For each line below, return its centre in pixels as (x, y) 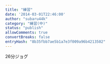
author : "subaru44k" (27, 19)
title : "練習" (19, 10)
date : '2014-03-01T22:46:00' (35, 14)
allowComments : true (27, 32)
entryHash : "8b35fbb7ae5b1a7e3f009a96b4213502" (55, 42)
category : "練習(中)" (26, 23)
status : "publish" (24, 28)
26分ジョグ (17, 56)
